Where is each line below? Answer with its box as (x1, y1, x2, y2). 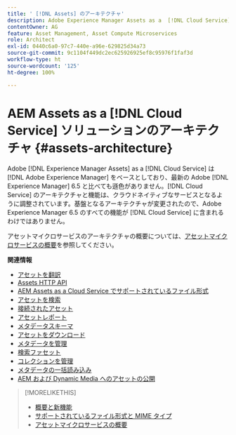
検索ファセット (17, 348, 61, 356)
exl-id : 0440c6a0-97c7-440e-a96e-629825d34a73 (7, 43, 146, 50)
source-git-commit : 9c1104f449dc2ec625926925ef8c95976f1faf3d (7, 50, 193, 57)
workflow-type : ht (7, 56, 61, 63)
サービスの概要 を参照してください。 (13, 241, 118, 249)
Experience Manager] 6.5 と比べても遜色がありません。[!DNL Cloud (7, 182, 203, 190)
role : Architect (7, 36, 55, 43)
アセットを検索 (17, 295, 61, 304)
